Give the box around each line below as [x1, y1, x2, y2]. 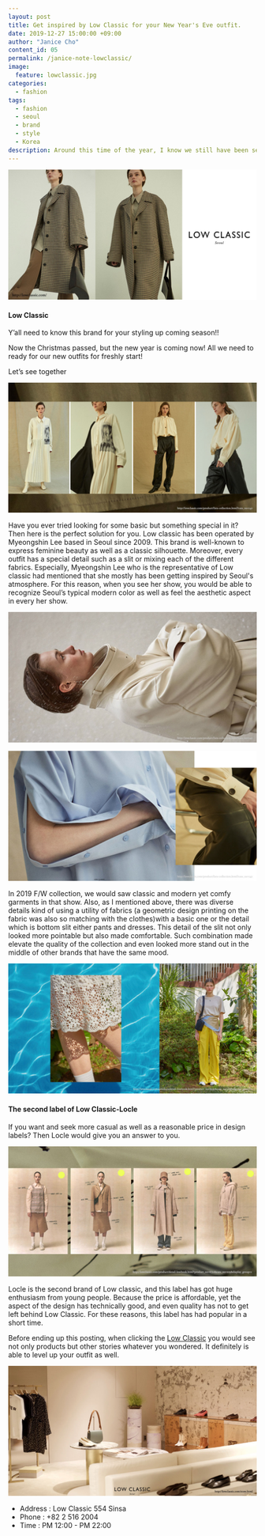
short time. [8, 1318, 43, 1327]
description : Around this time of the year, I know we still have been [8, 146, 248, 154]
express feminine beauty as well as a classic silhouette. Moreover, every [8, 546, 243, 555]
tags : [8, 96, 26, 104]
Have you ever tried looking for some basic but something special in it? [8, 520, 239, 530]
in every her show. [8, 596, 69, 606]
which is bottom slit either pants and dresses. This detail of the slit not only [8, 922, 252, 933]
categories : [8, 79, 47, 87]
